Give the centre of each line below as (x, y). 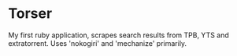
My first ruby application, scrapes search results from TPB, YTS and (119, 35)
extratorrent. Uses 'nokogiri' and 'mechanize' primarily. (98, 43)
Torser (30, 14)
